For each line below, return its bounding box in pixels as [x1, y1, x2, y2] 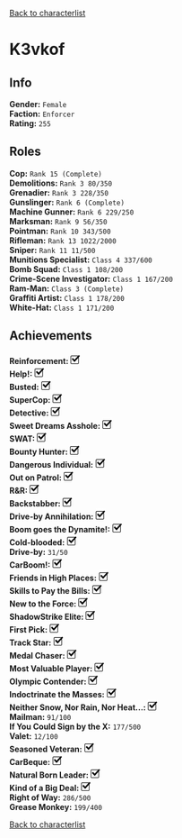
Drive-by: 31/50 [9, 546, 69, 557]
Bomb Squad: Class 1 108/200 [9, 263, 124, 274]
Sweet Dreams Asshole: [9, 420, 101, 431]
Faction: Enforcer [9, 108, 75, 119]
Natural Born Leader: [9, 770, 90, 780]
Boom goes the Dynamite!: [9, 524, 110, 534]
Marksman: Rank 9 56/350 [9, 215, 108, 226]
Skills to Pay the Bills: [9, 585, 91, 596]
